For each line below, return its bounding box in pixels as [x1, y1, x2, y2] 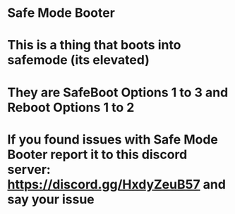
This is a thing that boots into [7, 37, 181, 53]
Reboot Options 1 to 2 [7, 99, 135, 115]
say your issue [7, 191, 95, 207]
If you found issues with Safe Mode [7, 132, 219, 147]
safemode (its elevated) [7, 52, 150, 68]
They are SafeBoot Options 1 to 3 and [7, 84, 229, 100]
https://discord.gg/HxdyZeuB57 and [7, 176, 226, 192]
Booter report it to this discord [7, 146, 188, 163]
